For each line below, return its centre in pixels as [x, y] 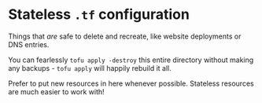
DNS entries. [29, 44]
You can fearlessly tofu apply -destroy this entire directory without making [131, 60]
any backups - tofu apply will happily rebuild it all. [90, 68]
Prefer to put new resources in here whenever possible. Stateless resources [131, 83]
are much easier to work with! [56, 91]
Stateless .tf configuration [99, 15]
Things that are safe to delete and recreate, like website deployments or [125, 36]
